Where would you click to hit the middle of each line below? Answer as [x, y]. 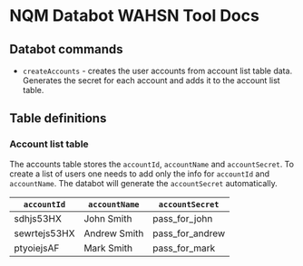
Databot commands [66, 49]
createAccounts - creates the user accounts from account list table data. [157, 71]
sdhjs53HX [38, 218]
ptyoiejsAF [37, 248]
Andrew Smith [114, 233]
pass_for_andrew [189, 233]
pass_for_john [183, 218]
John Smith [108, 218]
